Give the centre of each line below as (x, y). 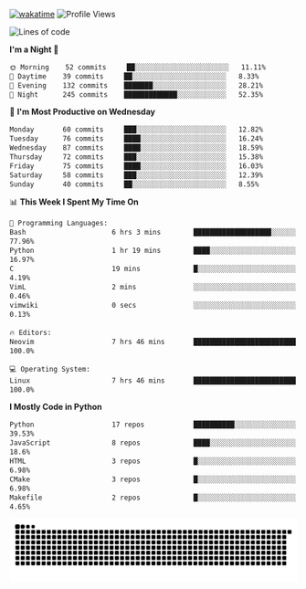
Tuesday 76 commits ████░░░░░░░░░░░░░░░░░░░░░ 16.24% (136, 139)
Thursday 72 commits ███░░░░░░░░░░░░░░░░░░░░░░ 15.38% (136, 157)
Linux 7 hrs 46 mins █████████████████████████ (153, 381)
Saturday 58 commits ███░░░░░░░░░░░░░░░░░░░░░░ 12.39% (136, 175)
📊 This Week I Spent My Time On (74, 202)
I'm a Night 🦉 (34, 49)
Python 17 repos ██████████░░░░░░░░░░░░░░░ (153, 425)
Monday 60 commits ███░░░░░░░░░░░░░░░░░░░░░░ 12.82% (136, 130)
